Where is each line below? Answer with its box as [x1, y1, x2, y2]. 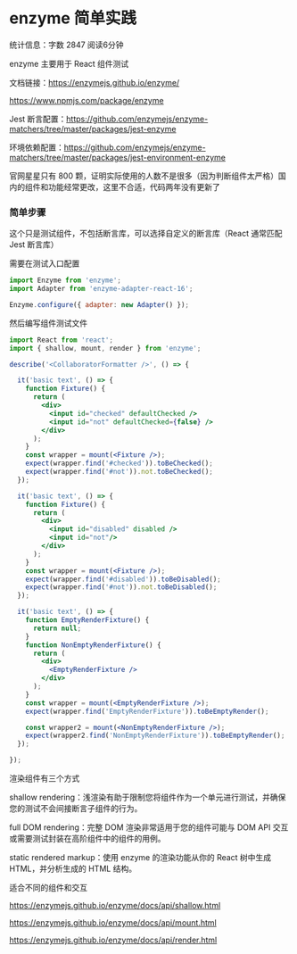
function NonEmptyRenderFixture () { [25, 640, 162, 650]
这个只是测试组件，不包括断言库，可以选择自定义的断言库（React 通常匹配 [9, 228, 283, 239]
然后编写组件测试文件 [9, 318, 87, 328]
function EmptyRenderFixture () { [25, 616, 150, 625]
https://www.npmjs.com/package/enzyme [9, 95, 164, 105]
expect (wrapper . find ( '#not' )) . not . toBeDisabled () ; [25, 583, 218, 592]
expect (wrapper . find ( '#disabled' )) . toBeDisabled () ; [25, 575, 221, 584]
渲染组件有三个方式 [9, 773, 80, 784]
